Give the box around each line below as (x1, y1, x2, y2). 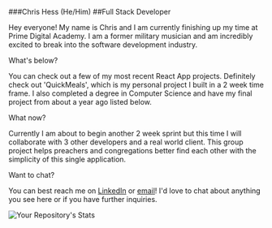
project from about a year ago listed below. (8, 97, 153, 106)
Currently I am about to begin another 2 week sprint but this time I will (8, 129, 242, 138)
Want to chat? (8, 170, 55, 179)
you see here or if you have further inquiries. (8, 195, 158, 204)
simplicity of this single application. (8, 154, 127, 164)
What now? (8, 113, 46, 123)
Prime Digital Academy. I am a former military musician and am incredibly (8, 32, 253, 41)
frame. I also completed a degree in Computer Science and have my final (8, 88, 253, 98)
